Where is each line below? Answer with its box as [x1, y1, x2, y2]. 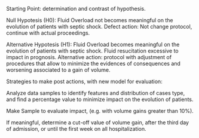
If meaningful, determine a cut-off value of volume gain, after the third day [6, 119, 189, 126]
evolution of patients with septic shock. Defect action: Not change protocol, [6, 23, 192, 30]
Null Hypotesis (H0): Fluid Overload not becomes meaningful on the [6, 17, 173, 23]
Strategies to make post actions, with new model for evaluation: [6, 78, 163, 85]
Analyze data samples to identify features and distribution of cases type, [6, 90, 185, 96]
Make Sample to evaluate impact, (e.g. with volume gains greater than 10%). [6, 108, 194, 114]
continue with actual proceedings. [6, 29, 90, 36]
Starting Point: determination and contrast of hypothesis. [6, 5, 146, 12]
